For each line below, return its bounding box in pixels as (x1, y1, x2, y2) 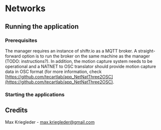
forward (5, 53, 21, 59)
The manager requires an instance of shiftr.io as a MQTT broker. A (5, 48, 137, 54)
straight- (138, 48, 156, 54)
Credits (5, 106, 28, 114)
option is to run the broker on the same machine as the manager (21, 53, 150, 59)
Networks (5, 3, 46, 14)
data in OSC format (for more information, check (5, 69, 102, 74)
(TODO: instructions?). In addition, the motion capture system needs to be (5, 58, 153, 64)
